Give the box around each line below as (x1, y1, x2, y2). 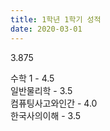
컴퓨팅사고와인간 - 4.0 (10, 97, 98, 109)
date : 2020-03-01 (10, 24, 83, 34)
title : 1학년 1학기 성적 (10, 14, 102, 25)
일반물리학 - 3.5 (10, 84, 73, 96)
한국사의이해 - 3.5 (10, 109, 82, 121)
